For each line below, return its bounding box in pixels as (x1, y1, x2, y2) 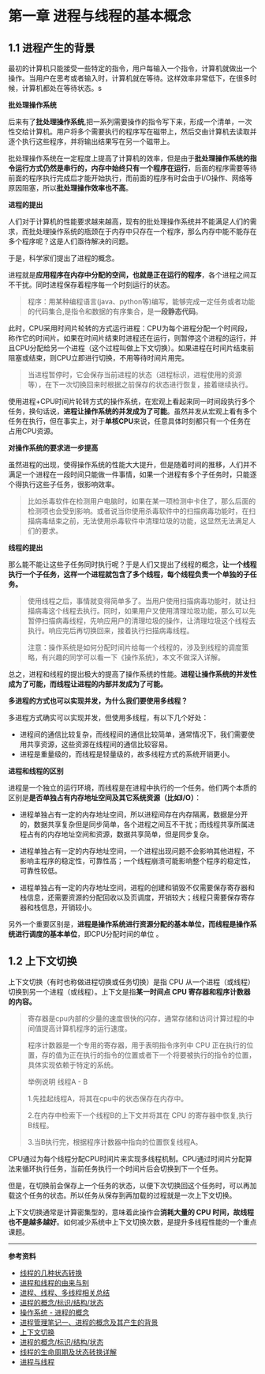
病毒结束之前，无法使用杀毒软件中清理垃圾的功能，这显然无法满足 (34, 516, 249, 526)
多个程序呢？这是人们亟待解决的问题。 (8, 236, 132, 246)
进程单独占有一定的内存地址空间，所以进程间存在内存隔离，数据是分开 (19, 810, 248, 819)
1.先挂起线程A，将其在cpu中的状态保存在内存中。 (27, 1093, 188, 1103)
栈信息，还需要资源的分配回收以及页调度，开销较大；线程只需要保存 (19, 893, 241, 902)
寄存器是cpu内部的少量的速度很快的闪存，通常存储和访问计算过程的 (27, 1014, 248, 1023)
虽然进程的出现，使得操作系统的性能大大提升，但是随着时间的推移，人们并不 (8, 460, 257, 469)
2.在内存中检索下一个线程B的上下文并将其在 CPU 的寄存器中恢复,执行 (27, 1110, 253, 1119)
